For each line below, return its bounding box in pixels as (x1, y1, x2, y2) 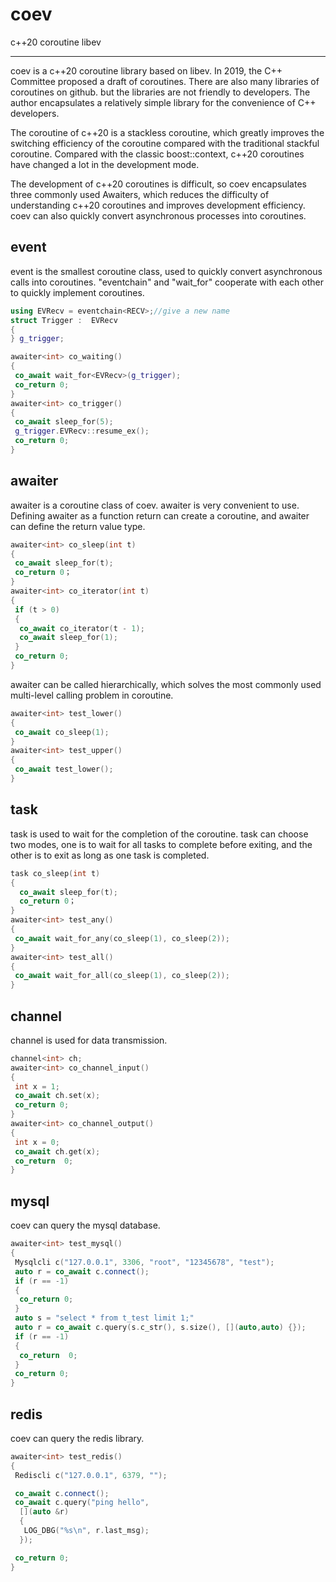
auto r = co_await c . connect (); (14, 1266, 150, 1277)
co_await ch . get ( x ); (14, 1146, 101, 1157)
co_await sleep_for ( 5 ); (14, 417, 114, 427)
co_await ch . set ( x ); (14, 1091, 101, 1101)
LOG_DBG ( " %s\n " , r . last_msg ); (23, 1526, 150, 1536)
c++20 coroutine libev (10, 36, 102, 48)
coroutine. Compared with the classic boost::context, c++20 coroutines (10, 148, 305, 160)
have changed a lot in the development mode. (10, 158, 200, 170)
